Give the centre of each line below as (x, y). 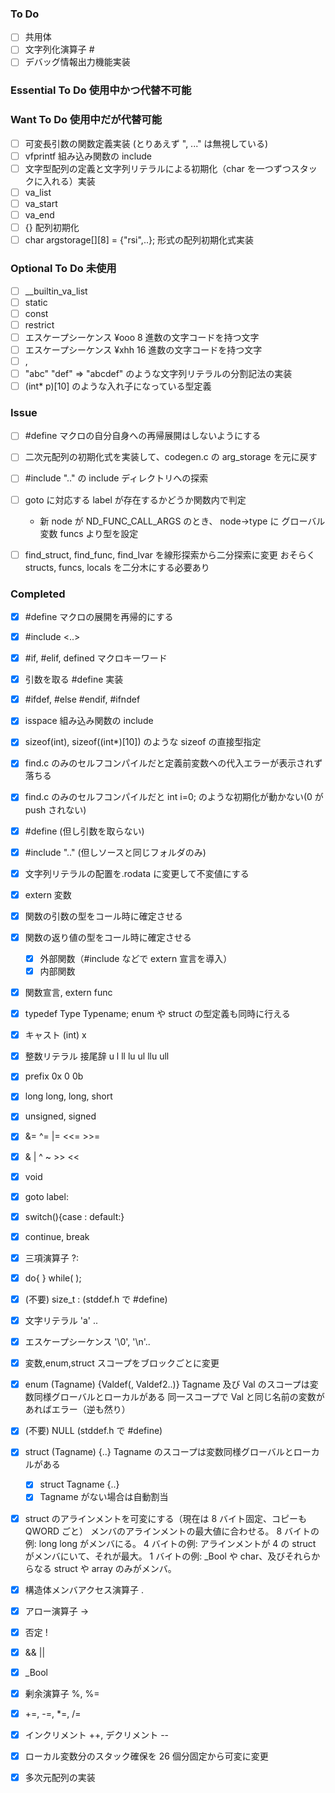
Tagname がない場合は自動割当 (104, 1497)
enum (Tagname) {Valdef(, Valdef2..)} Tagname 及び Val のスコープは (167, 1384)
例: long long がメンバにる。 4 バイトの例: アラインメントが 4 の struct (170, 1543)
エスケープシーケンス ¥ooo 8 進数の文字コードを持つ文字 (142, 337)
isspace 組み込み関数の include (89, 721)
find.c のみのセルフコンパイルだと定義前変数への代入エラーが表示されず (173, 763)
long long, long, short (68, 1096)
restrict (39, 324)
